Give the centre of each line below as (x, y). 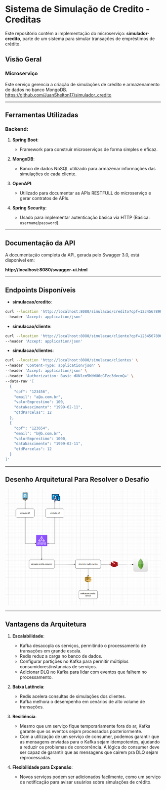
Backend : (17, 129)
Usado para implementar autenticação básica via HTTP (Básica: (84, 218)
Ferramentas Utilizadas (42, 115)
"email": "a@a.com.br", (39, 397)
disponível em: (20, 260)
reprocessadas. (36, 758)
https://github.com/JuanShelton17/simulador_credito (58, 95)
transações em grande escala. (50, 651)
